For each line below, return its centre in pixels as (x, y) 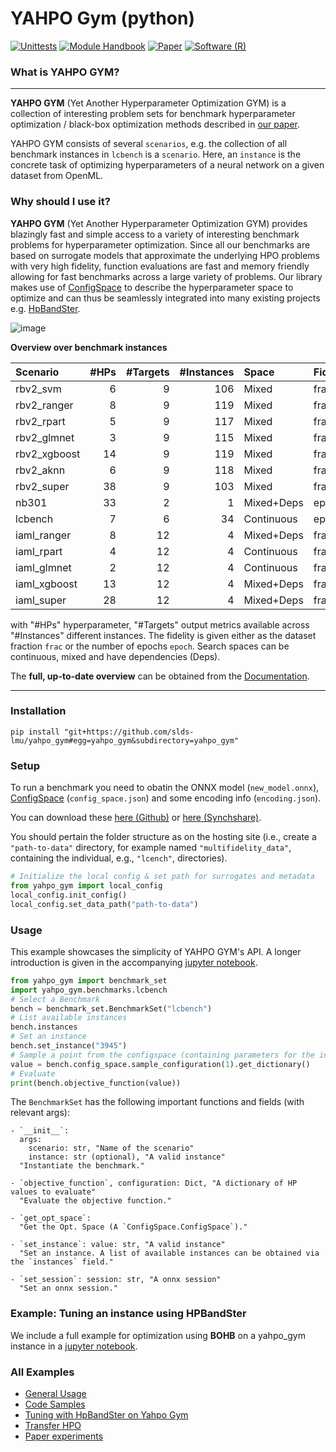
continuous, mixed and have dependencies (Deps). (115, 656)
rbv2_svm (38, 389)
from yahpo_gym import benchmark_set (89, 980)
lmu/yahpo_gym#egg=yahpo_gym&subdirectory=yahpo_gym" (125, 740)
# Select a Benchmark (55, 999)
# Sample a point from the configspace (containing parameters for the (162, 1055)
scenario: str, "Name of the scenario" (111, 1148)
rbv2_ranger (44, 405)
